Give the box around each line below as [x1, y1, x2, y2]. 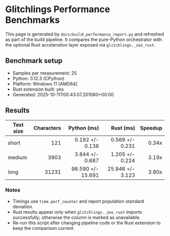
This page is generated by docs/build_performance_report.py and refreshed [5, 31, 164, 37]
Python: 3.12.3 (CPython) [12, 75, 65, 82]
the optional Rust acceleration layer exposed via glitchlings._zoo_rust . [5, 42, 156, 48]
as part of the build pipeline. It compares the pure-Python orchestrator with [5, 36, 162, 43]
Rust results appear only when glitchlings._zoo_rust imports [12, 209, 142, 215]
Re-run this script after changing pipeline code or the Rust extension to [12, 219, 161, 226]
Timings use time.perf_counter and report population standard [12, 198, 144, 204]
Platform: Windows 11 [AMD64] [12, 81, 77, 87]
